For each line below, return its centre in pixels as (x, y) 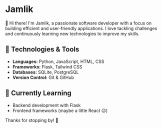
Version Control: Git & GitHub (43, 77)
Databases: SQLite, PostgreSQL (45, 72)
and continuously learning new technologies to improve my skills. (72, 33)
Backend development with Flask (46, 105)
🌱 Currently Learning (38, 93)
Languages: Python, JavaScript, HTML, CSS (58, 61)
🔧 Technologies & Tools (42, 49)
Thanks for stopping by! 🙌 (32, 120)
